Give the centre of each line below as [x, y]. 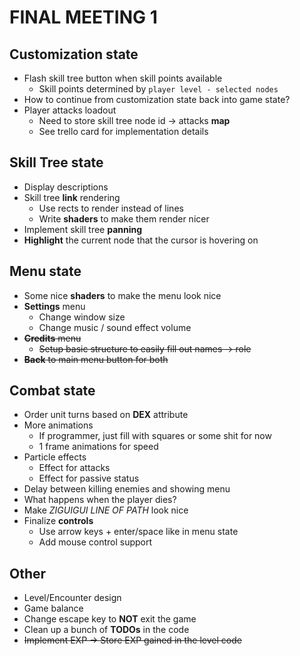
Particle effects [55, 457]
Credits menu [52, 338]
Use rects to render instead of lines [111, 208]
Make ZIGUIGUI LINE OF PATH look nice [106, 510]
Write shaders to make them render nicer [124, 218]
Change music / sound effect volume [115, 327]
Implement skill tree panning [83, 229]
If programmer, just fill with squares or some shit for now [155, 436]
